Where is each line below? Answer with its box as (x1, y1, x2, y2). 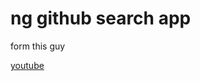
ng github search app (10, 7, 192, 30)
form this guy (10, 40, 66, 52)
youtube (10, 59, 45, 71)
